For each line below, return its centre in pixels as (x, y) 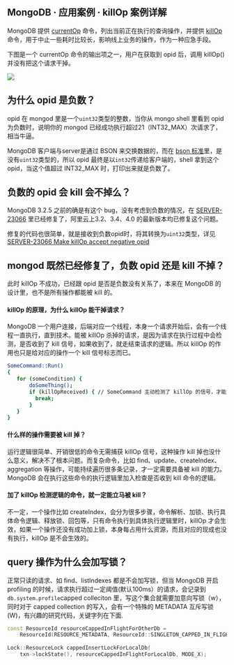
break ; (45, 398)
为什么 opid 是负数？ (51, 100)
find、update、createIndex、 (179, 460)
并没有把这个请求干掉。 (41, 63)
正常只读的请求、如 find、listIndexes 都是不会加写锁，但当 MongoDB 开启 (113, 580)
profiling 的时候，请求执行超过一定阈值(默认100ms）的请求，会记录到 (107, 589)
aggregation (25, 469)
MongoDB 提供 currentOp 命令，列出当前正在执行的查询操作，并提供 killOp (115, 31)
